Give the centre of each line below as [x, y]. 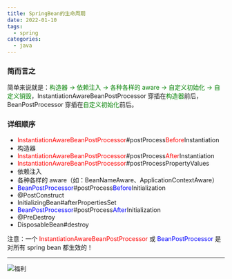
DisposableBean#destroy [53, 224]
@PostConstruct [40, 195]
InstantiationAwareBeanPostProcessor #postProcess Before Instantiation [118, 139]
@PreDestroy [36, 217]
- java [23, 46]
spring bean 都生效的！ [60, 247]
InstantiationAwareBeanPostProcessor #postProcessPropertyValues [113, 163]
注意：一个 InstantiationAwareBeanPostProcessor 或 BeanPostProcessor [110, 238]
